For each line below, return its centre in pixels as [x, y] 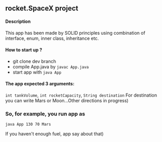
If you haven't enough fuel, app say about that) [55, 134]
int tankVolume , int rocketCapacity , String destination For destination [81, 95]
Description [18, 21]
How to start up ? [24, 50]
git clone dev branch [34, 61]
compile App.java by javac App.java [51, 66]
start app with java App [37, 72]
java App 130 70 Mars [28, 125]
